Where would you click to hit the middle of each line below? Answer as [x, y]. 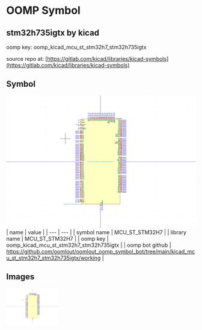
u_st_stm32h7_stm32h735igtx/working [54, 258]
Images [20, 277]
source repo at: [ [27, 59]
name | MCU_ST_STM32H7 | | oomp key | [58, 238]
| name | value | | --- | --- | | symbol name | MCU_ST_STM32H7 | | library [96, 232]
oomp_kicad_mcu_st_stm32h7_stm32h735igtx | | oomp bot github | [89, 245]
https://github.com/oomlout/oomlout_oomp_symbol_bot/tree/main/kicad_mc [101, 251]
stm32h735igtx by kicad [53, 33]
